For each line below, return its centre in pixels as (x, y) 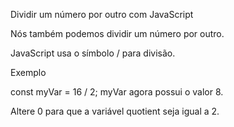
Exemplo (28, 72)
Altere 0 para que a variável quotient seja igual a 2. (115, 111)
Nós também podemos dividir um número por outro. (117, 33)
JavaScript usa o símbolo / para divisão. (93, 53)
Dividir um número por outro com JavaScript (102, 14)
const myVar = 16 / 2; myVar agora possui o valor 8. (117, 92)
